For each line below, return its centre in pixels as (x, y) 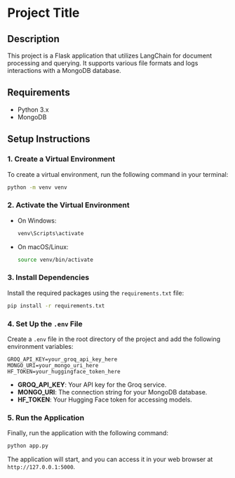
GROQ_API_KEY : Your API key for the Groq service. (92, 385)
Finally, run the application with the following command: (88, 433)
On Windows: (37, 220)
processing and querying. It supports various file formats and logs (103, 63)
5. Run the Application (46, 418)
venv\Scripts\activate (51, 233)
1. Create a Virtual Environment (61, 159)
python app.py (28, 446)
